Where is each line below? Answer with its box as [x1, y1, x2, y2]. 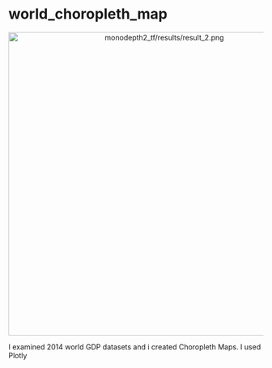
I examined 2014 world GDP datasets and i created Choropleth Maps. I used [8, 341, 261, 352]
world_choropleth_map [8, 5, 168, 23]
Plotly [8, 350, 28, 360]
